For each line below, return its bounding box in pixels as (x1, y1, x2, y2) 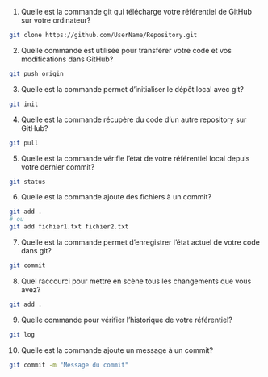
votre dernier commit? (20, 161, 95, 172)
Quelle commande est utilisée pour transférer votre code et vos (20, 45, 232, 55)
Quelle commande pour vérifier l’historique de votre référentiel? (20, 315, 232, 325)
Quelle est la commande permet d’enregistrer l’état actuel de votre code (20, 237, 261, 247)
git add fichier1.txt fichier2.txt (9, 223, 129, 231)
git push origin (9, 69, 64, 77)
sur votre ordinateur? (20, 15, 91, 25)
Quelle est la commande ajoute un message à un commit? (20, 345, 213, 354)
